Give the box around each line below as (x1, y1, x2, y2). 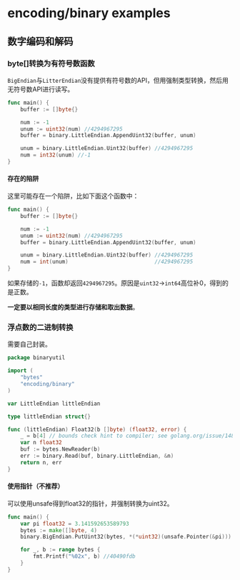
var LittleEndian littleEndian (7, 400, 101, 407)
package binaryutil (7, 354, 66, 361)
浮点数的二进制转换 (7, 323, 74, 332)
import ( (7, 367, 34, 374)
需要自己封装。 (7, 340, 51, 349)
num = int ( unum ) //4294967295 (20, 259, 194, 266)
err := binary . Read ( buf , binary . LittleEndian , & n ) (20, 452, 174, 459)
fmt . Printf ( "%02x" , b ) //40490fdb (33, 553, 136, 560)
